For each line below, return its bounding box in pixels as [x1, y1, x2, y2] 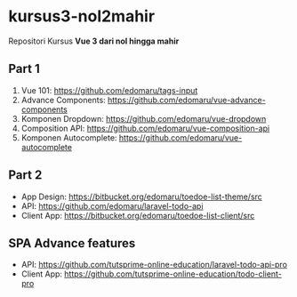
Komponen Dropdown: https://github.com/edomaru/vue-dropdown [20, 113, 267, 124]
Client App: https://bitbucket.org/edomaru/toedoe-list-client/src [20, 210, 255, 221]
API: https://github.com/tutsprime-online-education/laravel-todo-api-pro [20, 260, 288, 270]
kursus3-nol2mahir [8, 6, 156, 27]
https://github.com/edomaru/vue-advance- [107, 94, 266, 105]
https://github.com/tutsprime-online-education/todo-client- [64, 269, 282, 279]
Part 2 [8, 167, 43, 183]
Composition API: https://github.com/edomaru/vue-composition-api [20, 123, 270, 133]
